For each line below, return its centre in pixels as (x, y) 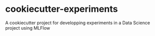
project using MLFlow (28, 28)
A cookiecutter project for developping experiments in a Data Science (78, 23)
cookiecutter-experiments (62, 9)
